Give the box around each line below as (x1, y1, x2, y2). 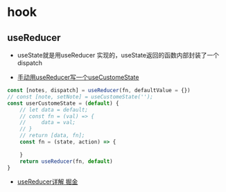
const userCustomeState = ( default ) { (7, 100, 119, 107)
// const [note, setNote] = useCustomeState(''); (7, 93, 154, 101)
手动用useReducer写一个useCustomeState (17, 73, 139, 81)
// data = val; (19, 119, 76, 126)
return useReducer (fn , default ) (19, 157, 113, 165)
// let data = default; (19, 106, 89, 113)
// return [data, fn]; (19, 132, 85, 139)
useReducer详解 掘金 (17, 177, 78, 186)
